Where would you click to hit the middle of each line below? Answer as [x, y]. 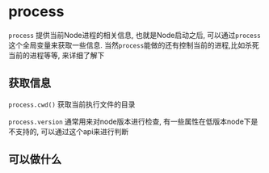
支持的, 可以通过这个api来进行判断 [72, 131]
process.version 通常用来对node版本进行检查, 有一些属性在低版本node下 [130, 121]
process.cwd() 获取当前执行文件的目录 [72, 104]
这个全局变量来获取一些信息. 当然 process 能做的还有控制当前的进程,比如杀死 [134, 45]
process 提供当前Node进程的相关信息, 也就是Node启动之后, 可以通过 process [134, 35]
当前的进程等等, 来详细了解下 [57, 55]
